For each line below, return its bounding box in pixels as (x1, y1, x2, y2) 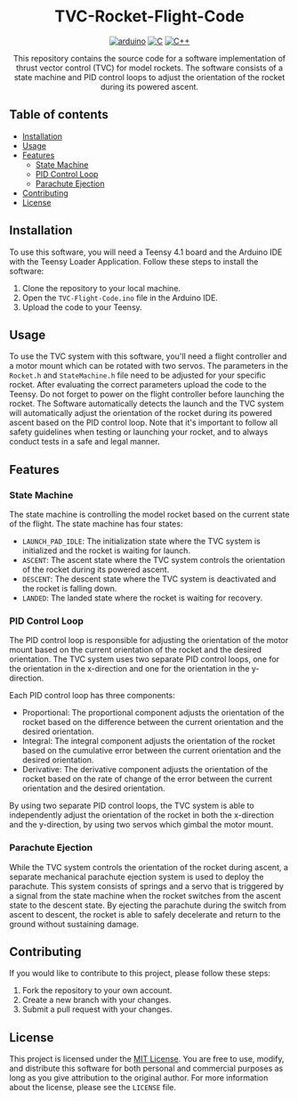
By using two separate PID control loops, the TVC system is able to (9, 800, 255, 811)
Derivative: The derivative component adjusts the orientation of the (21, 764, 269, 775)
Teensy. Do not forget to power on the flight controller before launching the (9, 389, 285, 400)
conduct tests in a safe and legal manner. (9, 436, 160, 447)
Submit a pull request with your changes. (21, 1004, 173, 1015)
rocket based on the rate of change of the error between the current (21, 773, 273, 785)
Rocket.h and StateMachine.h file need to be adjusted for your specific (9, 370, 267, 380)
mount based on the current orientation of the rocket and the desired (9, 644, 262, 656)
